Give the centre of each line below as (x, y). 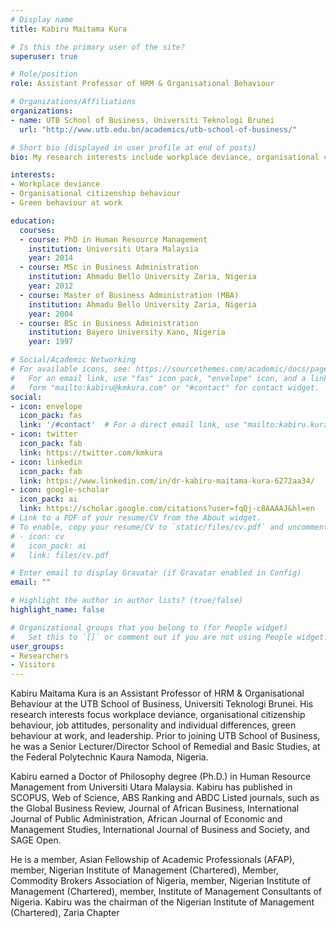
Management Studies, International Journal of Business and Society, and (160, 830)
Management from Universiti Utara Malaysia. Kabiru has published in (151, 787)
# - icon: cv (37, 536)
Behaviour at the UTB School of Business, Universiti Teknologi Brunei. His (162, 704)
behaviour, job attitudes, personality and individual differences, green (153, 725)
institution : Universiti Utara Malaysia (113, 249)
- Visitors (33, 665)
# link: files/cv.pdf (60, 555)
